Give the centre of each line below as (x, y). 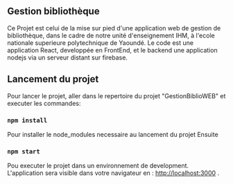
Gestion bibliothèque (53, 11)
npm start (24, 151)
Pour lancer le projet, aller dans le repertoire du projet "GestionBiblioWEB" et (116, 95)
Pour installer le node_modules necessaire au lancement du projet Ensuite (113, 134)
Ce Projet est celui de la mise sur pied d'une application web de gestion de (114, 28)
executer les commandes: (44, 103)
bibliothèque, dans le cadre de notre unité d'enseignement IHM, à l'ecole (111, 35)
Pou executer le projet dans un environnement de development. (98, 166)
